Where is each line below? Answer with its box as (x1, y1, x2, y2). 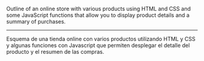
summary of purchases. (6, 18, 66, 25)
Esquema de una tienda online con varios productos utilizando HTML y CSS (6, 36, 196, 42)
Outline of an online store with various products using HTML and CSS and (6, 5, 191, 12)
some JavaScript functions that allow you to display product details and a (6, 11, 190, 19)
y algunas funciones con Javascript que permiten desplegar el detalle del (6, 42, 190, 49)
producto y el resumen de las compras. (6, 48, 104, 55)
